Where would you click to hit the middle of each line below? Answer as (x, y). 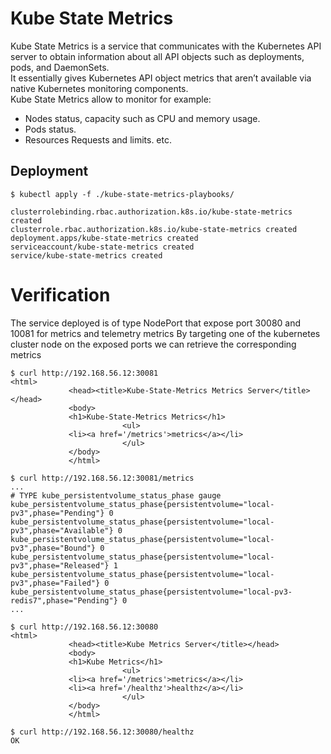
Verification (60, 294)
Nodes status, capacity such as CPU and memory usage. (142, 118)
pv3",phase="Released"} (60, 565)
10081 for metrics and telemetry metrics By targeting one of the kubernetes (165, 333)
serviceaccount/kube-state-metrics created (102, 247)
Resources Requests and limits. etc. (98, 139)
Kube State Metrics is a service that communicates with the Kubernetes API (166, 46)
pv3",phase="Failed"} (55, 583)
